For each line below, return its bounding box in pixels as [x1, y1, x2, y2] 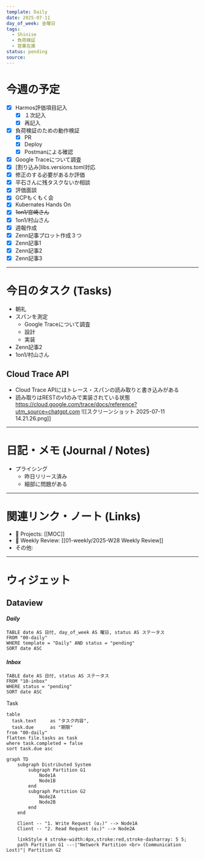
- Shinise [12, 32, 37, 38]
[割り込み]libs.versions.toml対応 [15, 164, 96, 171]
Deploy [24, 140, 43, 148]
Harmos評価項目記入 [15, 104, 68, 111]
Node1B [38, 778, 56, 784]
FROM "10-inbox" [6, 678, 48, 685]
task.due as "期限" [12, 724, 73, 731]
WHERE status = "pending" [6, 684, 72, 690]
